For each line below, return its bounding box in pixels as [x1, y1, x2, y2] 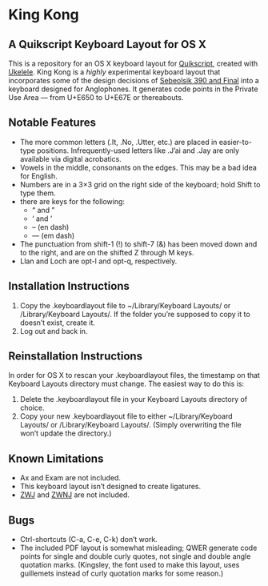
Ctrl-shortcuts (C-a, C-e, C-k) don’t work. [19, 535, 158, 544]
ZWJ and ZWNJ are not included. [19, 490, 130, 500]
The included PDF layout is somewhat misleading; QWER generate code [19, 543, 258, 553]
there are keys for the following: [19, 196, 126, 206]
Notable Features [8, 116, 96, 130]
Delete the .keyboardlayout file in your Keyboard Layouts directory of [19, 395, 248, 404]
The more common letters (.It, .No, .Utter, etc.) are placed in [19, 137, 218, 146]
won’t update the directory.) [19, 428, 112, 438]
